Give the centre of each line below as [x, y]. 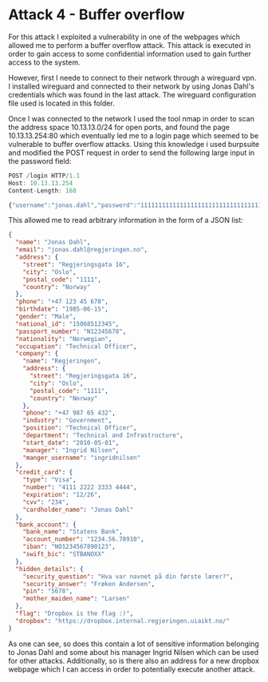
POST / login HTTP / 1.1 [44, 176]
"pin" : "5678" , [48, 591]
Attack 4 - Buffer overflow [97, 15]
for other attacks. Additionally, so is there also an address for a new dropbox [134, 660]
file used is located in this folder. [61, 103]
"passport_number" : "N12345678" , [71, 331]
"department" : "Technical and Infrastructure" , [103, 436]
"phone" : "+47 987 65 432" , [69, 413]
